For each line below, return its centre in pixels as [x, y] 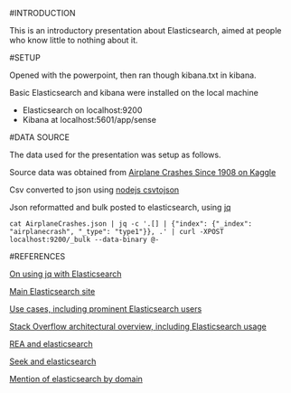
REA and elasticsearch [51, 344]
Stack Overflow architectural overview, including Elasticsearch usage [138, 326]
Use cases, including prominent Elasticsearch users [106, 309]
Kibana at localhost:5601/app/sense [89, 120]
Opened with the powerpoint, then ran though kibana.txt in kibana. [133, 75]
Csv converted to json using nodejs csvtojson [94, 190]
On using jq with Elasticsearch [66, 274]
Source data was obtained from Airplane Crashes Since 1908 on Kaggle [143, 172]
